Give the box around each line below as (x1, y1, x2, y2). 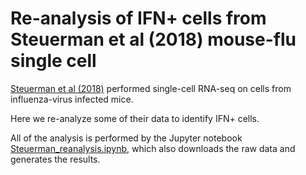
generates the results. (10, 153, 101, 165)
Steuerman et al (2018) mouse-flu (10, 28, 297, 51)
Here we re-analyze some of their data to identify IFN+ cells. (10, 112, 260, 124)
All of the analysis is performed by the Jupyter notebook (10, 132, 243, 144)
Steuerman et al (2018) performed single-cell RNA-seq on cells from (10, 82, 292, 94)
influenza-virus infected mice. (10, 93, 134, 105)
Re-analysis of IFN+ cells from (10, 7, 267, 30)
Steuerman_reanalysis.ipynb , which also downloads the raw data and (10, 142, 296, 154)
